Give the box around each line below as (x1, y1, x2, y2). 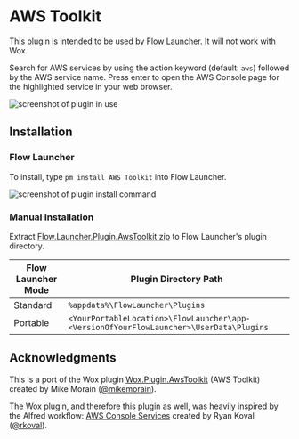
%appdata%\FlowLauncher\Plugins (68, 300, 206, 310)
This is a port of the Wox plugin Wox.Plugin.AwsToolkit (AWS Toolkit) (9, 374, 261, 385)
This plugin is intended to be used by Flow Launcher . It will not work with (9, 36, 276, 46)
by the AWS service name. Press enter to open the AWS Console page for (9, 71, 280, 82)
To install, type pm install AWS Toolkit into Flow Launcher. (9, 171, 227, 182)
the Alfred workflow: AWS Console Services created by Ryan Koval (9, 410, 255, 420)
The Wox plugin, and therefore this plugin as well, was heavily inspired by (9, 401, 279, 411)
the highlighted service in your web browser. (9, 81, 173, 92)
